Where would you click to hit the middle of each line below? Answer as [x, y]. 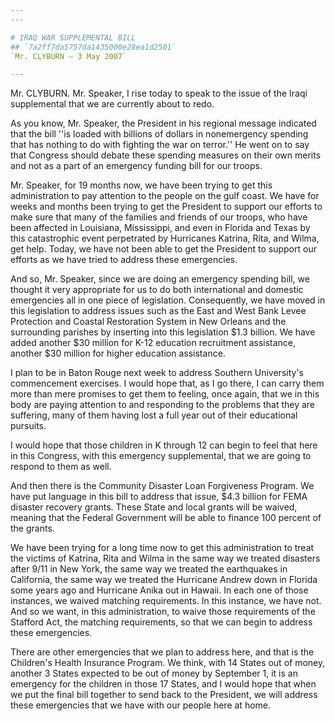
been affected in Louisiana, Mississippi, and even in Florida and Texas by [160, 228]
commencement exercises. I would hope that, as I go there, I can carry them [167, 383]
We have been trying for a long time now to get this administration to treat [162, 548]
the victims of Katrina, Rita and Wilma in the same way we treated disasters [165, 558]
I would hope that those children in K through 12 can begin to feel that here [164, 445]
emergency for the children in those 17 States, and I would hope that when [163, 684]
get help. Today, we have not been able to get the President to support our [163, 249]
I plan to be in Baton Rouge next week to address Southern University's [157, 373]
